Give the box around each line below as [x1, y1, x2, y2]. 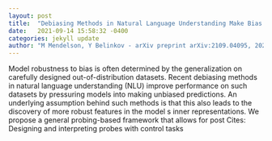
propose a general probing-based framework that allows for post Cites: [8, 115, 246, 125]
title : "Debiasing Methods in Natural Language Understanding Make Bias [8, 19, 263, 27]
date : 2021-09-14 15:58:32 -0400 [8, 27, 129, 35]
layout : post [8, 11, 53, 20]
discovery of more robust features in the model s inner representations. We [8, 106, 259, 117]
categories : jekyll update [8, 34, 100, 43]
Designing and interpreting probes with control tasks [8, 124, 184, 134]
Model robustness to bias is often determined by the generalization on [8, 64, 243, 73]
